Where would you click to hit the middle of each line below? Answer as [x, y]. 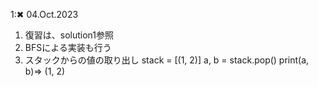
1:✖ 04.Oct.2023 [44, 14]
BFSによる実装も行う [68, 47]
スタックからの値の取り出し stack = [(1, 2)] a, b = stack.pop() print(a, [167, 60]
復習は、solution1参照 [69, 35]
